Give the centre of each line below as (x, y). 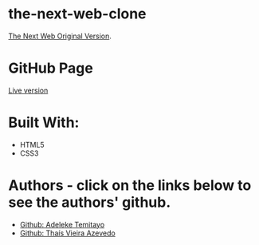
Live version (28, 90)
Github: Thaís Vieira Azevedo (67, 233)
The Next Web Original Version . (60, 36)
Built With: (44, 122)
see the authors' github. (90, 202)
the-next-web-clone (77, 14)
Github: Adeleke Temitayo (62, 224)
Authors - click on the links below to (130, 185)
